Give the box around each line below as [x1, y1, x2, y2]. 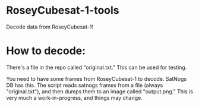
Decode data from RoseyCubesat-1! [6, 23, 94, 30]
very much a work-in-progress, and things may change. [6, 94, 143, 101]
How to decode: [6, 44, 86, 58]
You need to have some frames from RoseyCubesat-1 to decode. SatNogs [6, 75, 187, 82]
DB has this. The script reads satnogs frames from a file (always [6, 81, 163, 89]
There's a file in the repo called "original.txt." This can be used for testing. [6, 64, 187, 71]
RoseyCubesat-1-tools [6, 4, 119, 17]
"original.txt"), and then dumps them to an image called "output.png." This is [6, 87, 193, 95]
